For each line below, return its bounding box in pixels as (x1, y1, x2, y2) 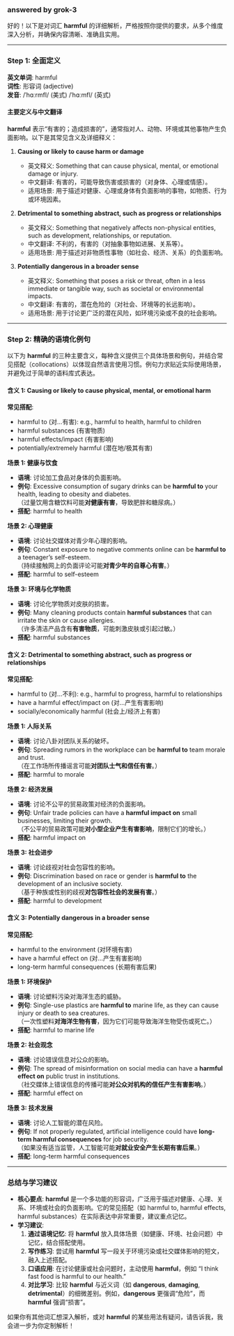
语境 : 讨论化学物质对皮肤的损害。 (17, 600, 113, 608)
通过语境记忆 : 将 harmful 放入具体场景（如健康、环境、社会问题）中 (27, 1229, 223, 1238)
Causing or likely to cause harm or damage (17, 147, 144, 155)
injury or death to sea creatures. (17, 1009, 110, 1017)
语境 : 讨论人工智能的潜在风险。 (17, 1118, 107, 1126)
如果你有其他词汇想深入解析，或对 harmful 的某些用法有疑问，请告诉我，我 (7, 1313, 224, 1321)
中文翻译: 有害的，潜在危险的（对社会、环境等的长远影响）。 (27, 300, 200, 308)
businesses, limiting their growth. (17, 816, 113, 825)
